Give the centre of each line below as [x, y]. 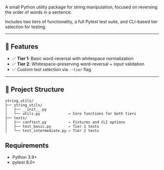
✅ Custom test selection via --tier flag [51, 69]
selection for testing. [26, 27]
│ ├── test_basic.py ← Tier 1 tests [52, 126]
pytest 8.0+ [24, 162]
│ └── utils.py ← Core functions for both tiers [71, 113]
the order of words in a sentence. [39, 12]
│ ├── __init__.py [26, 109]
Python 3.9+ [25, 157]
